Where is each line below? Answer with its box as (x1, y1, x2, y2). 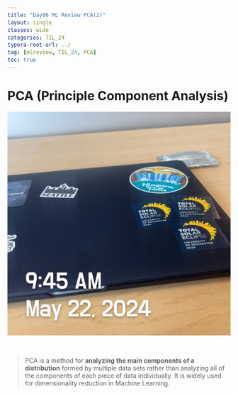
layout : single (7, 18, 52, 26)
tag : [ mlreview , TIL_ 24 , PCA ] (7, 49, 97, 56)
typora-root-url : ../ (7, 41, 72, 49)
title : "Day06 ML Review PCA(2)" (7, 11, 106, 18)
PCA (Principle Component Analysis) (7, 88, 229, 104)
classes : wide (7, 26, 50, 33)
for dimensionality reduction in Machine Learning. (24, 378, 170, 387)
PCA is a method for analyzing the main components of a (24, 356, 195, 365)
